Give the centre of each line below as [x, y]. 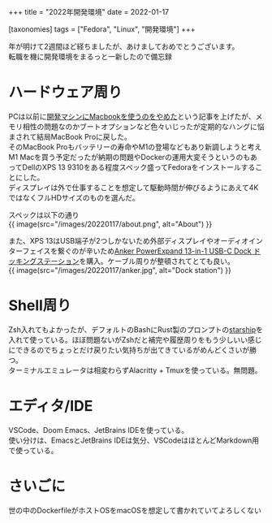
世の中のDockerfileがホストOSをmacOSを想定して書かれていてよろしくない [135, 510]
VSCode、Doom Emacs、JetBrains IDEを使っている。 [99, 430]
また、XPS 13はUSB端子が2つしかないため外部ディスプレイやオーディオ [129, 240]
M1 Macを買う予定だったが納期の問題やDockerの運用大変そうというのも [130, 157]
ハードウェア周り [66, 93]
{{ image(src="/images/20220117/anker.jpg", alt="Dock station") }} [120, 270]
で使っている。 [33, 450]
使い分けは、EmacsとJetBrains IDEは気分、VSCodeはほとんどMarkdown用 [134, 440]
